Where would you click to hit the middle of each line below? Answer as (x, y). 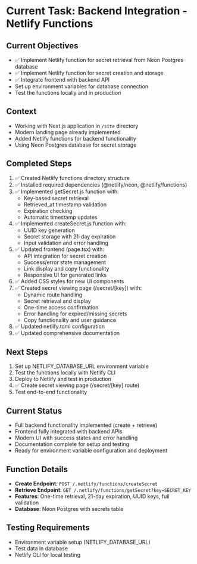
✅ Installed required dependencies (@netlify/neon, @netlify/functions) (101, 185)
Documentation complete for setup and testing (72, 444)
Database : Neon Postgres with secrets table (69, 509)
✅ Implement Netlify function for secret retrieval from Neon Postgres (99, 60)
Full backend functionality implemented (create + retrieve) (86, 425)
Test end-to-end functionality (51, 392)
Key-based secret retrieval (56, 198)
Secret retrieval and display (57, 301)
